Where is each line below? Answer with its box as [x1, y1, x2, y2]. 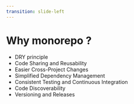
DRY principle [14, 53, 48, 61]
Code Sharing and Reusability [14, 59, 87, 66]
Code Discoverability [14, 85, 66, 92]
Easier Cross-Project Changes [14, 66, 89, 73]
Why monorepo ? [6, 33, 92, 47]
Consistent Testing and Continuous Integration [14, 78, 128, 85]
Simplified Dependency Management [14, 72, 105, 79]
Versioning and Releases [14, 90, 75, 98]
